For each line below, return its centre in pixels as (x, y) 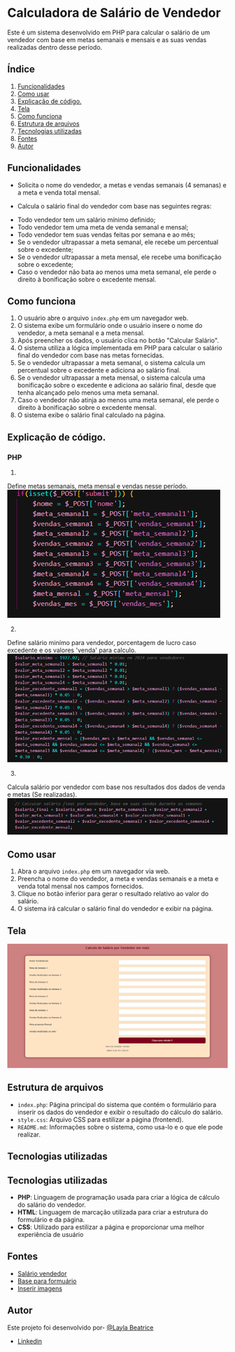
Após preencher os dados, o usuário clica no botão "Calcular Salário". (118, 340)
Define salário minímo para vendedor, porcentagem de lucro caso (102, 643)
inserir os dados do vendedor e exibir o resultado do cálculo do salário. (120, 1112)
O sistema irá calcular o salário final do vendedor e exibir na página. (115, 909)
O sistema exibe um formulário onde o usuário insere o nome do (110, 326)
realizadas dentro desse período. (55, 47)
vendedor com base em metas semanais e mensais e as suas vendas (107, 39)
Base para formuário (47, 1281)
